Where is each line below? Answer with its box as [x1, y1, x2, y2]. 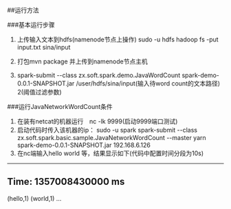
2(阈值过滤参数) [16, 88, 62, 96]
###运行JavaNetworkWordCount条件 [7, 103, 113, 110]
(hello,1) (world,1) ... [7, 194, 62, 202]
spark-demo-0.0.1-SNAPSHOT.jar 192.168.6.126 [16, 141, 151, 149]
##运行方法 [7, 6, 39, 14]
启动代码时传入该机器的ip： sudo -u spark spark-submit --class [16, 126, 198, 134]
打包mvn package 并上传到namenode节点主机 [16, 57, 148, 66]
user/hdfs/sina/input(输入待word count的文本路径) [78, 79, 221, 88]
